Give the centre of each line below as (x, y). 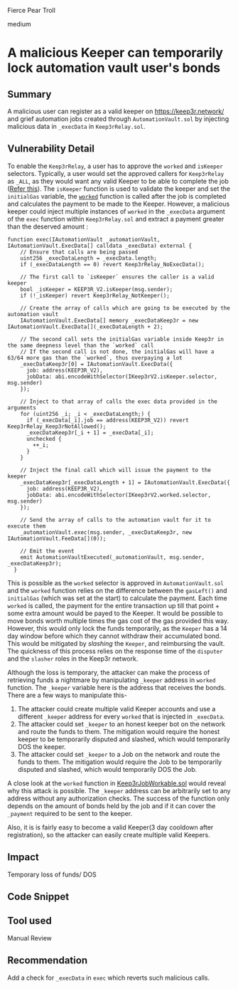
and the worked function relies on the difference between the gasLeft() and (117, 590)
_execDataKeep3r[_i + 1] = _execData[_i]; (90, 433)
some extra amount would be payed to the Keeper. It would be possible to (115, 613)
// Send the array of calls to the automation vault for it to (116, 520)
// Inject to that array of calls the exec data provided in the (119, 402)
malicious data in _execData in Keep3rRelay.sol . (76, 126)
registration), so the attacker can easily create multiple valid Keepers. (109, 834)
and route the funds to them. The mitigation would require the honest (119, 731)
